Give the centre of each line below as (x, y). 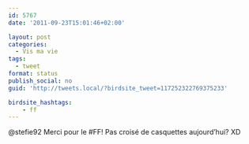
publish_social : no (40, 81)
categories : (28, 44)
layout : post (30, 37)
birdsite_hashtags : (40, 102)
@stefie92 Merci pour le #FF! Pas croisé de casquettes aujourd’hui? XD (124, 132)
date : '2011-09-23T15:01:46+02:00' (67, 23)
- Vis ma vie (37, 52)
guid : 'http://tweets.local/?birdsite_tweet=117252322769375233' (118, 88)
